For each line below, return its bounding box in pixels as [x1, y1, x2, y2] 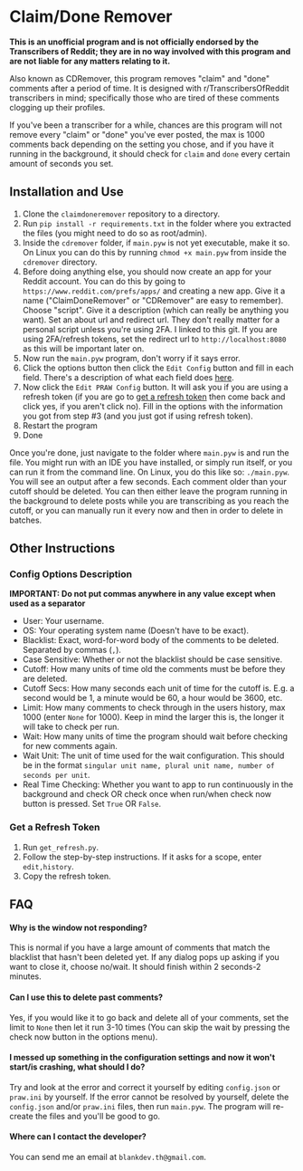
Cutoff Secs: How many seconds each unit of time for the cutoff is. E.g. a [22, 683, 295, 694]
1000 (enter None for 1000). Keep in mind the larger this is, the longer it [22, 712, 285, 723]
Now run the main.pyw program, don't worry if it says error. [22, 352, 241, 363]
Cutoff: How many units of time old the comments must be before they [22, 664, 286, 675]
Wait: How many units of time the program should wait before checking [22, 731, 288, 742]
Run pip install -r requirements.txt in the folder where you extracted [22, 217, 292, 228]
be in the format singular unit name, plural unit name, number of [22, 760, 275, 771]
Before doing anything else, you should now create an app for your [22, 265, 272, 277]
